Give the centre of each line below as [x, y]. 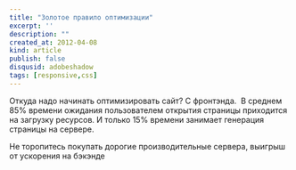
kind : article [36, 51]
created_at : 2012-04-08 [53, 42]
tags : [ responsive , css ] [53, 76]
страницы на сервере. [52, 129]
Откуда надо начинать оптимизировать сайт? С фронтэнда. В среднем [146, 101]
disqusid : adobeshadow [51, 68]
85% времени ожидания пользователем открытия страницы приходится [148, 110]
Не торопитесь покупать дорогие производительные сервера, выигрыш [148, 146]
